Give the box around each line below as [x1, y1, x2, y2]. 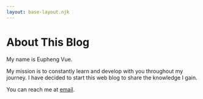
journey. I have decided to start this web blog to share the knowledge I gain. [6, 74, 197, 81]
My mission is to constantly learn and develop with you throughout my [6, 67, 183, 75]
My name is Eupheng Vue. [6, 56, 73, 63]
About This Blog [6, 35, 90, 49]
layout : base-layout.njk [6, 9, 70, 15]
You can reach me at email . [6, 86, 75, 93]
